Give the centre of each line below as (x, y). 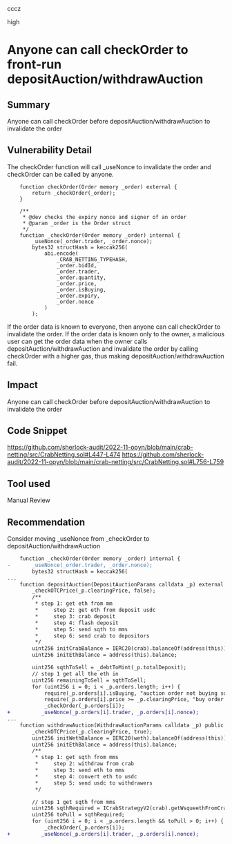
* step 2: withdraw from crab (85, 764)
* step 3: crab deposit (75, 616)
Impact (22, 385)
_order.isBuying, (81, 289)
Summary (29, 105)
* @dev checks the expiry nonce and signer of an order (105, 217)
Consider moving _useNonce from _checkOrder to (78, 539)
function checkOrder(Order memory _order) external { (98, 187)
